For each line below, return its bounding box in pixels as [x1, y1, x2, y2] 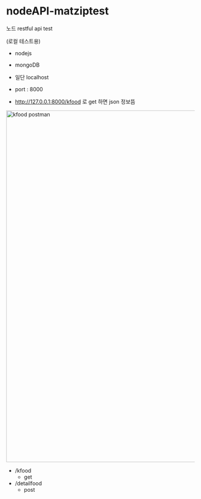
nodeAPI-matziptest [6, 4, 109, 18]
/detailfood [14, 479, 42, 487]
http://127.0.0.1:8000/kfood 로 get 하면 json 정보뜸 [14, 98, 136, 105]
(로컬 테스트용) [6, 37, 41, 44]
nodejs [14, 49, 32, 56]
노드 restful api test [6, 25, 53, 32]
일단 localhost [14, 73, 49, 80]
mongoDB [14, 61, 40, 68]
